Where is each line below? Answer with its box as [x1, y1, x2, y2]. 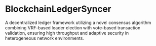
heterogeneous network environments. [5, 35, 84, 41]
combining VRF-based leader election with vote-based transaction [5, 24, 141, 30]
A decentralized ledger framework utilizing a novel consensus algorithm [5, 20, 152, 25]
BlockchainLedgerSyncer [5, 3, 112, 15]
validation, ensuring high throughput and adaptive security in [5, 30, 129, 36]
